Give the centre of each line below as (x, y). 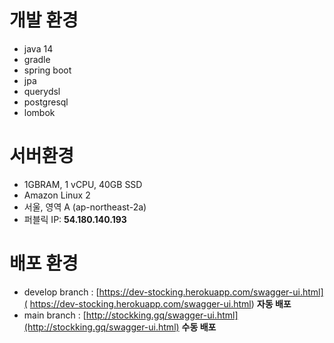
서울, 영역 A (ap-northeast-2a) (85, 207)
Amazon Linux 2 (57, 195)
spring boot (47, 70)
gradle (37, 59)
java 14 (38, 48)
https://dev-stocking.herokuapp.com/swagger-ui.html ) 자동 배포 (160, 303)
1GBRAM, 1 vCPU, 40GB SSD (83, 184)
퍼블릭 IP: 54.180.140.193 (75, 219)
